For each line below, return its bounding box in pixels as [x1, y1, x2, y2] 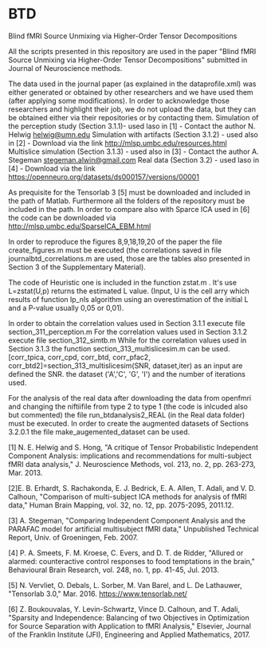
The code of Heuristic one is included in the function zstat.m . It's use [8, 277, 238, 287]
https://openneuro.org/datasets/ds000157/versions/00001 [8, 172, 199, 182]
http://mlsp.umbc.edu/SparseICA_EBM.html [8, 221, 151, 231]
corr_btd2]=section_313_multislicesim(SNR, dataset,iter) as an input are [8, 360, 243, 371]
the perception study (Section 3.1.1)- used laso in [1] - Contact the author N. [8, 121, 256, 131]
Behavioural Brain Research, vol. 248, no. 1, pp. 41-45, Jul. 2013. [8, 565, 219, 574]
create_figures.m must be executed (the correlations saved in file [8, 245, 222, 255]
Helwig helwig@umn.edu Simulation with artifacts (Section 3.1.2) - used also [8, 129, 259, 139]
